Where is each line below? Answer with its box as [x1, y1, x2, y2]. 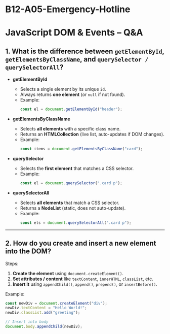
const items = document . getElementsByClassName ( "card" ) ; [20, 146, 143, 152]
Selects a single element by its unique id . [20, 86, 106, 92]
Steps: [5, 260, 19, 266]
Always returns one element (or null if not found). [20, 91, 125, 97]
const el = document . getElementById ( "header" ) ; [20, 107, 122, 112]
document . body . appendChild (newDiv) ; [5, 324, 82, 329]
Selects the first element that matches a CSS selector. [20, 165, 134, 171]
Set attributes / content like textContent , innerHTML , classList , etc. [12, 276, 153, 282]
